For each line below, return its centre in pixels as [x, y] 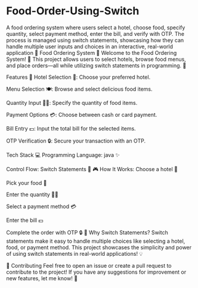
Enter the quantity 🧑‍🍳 [32, 194]
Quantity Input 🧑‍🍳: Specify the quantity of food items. [72, 103]
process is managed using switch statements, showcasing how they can [95, 40]
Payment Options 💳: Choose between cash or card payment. [82, 114]
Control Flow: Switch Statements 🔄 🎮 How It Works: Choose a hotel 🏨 [92, 169]
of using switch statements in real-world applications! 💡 [75, 253]
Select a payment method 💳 [41, 206]
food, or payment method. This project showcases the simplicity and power [99, 247]
